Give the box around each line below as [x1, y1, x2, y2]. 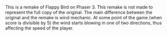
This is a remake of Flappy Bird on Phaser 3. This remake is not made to [5, 4, 153, 10]
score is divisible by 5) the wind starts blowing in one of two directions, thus [5, 20, 162, 26]
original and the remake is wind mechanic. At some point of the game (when [5, 15, 162, 20]
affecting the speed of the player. [5, 25, 74, 31]
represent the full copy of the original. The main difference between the [5, 9, 152, 15]
